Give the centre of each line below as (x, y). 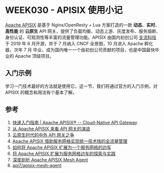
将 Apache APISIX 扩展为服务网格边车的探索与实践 (64, 153)
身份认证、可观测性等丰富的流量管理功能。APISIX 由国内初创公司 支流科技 (81, 37)
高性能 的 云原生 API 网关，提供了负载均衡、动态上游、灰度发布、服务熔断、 (83, 31)
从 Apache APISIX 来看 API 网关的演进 (51, 129)
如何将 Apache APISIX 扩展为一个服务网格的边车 (62, 147)
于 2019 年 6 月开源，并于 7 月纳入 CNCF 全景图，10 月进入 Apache (74, 43)
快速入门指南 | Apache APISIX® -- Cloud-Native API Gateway (75, 122)
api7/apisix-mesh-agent (37, 165)
